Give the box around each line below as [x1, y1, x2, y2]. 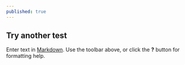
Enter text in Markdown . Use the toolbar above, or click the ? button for [6, 46, 180, 53]
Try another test [6, 31, 67, 41]
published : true [6, 8, 46, 15]
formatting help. [6, 53, 46, 60]
